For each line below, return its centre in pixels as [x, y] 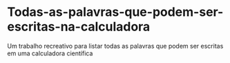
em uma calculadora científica [50, 53]
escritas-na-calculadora [79, 27]
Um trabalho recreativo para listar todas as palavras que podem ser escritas [115, 46]
